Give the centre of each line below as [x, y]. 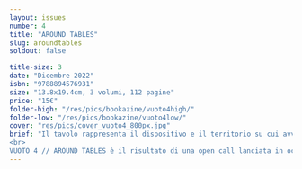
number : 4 [28, 26]
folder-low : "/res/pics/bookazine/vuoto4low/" [98, 118]
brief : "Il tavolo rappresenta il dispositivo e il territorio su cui [144, 134]
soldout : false [38, 51]
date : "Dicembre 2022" [52, 76]
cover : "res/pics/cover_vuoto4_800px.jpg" [90, 126]
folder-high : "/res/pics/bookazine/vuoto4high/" [102, 109]
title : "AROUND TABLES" [54, 34]
